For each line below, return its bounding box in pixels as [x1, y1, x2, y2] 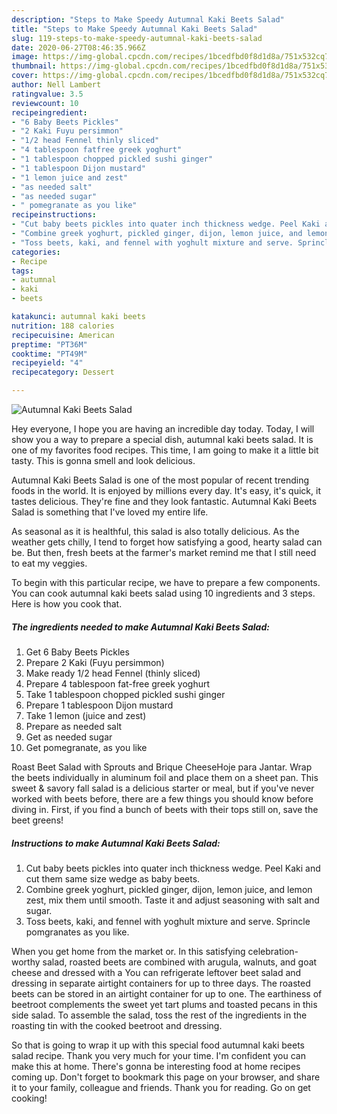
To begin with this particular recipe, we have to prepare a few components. [11, 577, 321, 588]
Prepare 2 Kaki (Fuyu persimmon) [25, 656, 165, 668]
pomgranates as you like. [25, 926, 130, 938]
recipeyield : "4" [11, 358, 84, 368]
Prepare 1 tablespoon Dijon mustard [25, 699, 174, 711]
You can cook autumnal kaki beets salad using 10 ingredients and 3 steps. [11, 587, 316, 599]
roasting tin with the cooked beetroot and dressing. [11, 1019, 223, 1031]
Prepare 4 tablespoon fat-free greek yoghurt [25, 677, 211, 690]
